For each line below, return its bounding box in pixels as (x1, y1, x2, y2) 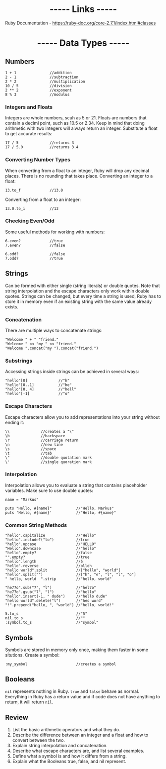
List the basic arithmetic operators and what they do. (12, 726, 120, 732)
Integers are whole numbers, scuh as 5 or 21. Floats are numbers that (5, 115, 147, 121)
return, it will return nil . (5, 699, 54, 705)
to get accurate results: (5, 131, 53, 137)
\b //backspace (5, 433, 65, 438)
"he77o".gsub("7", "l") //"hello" (5, 589, 97, 595)
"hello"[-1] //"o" (5, 391, 70, 396)
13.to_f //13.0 (5, 188, 63, 192)
